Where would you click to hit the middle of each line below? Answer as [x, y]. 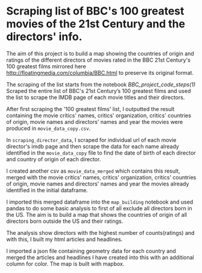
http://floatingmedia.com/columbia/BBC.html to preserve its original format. [100, 72]
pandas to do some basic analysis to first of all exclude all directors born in [99, 208]
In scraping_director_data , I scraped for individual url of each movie [91, 140]
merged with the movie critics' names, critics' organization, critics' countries [101, 177]
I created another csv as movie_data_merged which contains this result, [93, 171]
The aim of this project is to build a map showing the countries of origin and [100, 53]
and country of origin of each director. [54, 159]
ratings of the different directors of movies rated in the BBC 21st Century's [99, 60]
